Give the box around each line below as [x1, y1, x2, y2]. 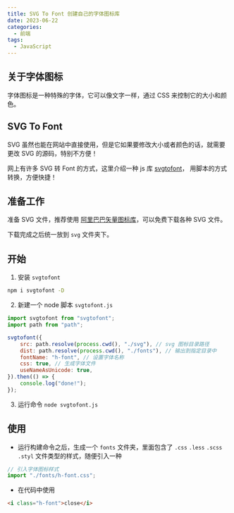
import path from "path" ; [7, 321, 83, 328]
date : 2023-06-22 [7, 17, 58, 24]
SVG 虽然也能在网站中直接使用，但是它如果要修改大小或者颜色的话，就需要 [7, 140, 226, 149]
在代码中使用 [17, 486, 55, 494]
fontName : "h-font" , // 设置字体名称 [20, 354, 125, 361]
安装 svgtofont [17, 273, 61, 282]
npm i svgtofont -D [7, 287, 65, 295]
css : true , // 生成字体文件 [20, 360, 97, 367]
